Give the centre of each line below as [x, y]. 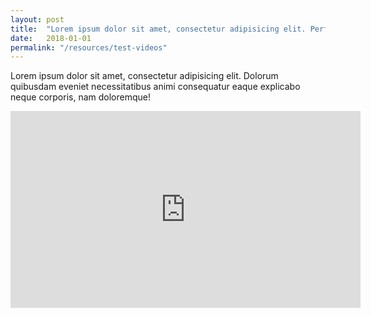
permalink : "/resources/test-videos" [89, 47]
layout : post [37, 19]
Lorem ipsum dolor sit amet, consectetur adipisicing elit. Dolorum [144, 76]
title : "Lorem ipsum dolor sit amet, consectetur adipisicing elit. [158, 29]
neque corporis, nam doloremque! [80, 97]
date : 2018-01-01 [51, 38]
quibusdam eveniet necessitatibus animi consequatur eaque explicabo [155, 87]
